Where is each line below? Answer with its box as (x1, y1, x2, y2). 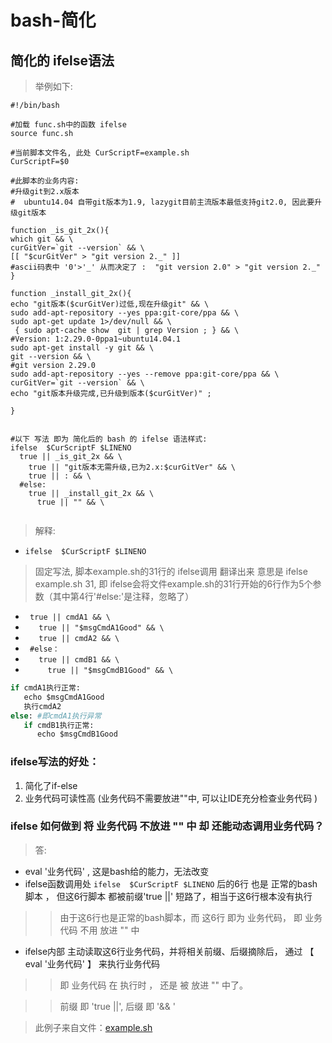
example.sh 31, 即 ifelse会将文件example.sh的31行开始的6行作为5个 (34, 578, 313, 590)
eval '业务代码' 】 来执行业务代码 (24, 957, 160, 970)
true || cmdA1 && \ (29, 612, 111, 622)
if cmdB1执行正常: (23, 720, 95, 730)
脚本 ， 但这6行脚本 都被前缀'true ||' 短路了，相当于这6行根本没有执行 (24, 890, 313, 902)
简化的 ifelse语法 (10, 52, 115, 69)
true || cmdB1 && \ (38, 655, 120, 665)
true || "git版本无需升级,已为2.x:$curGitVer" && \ (28, 462, 237, 472)
